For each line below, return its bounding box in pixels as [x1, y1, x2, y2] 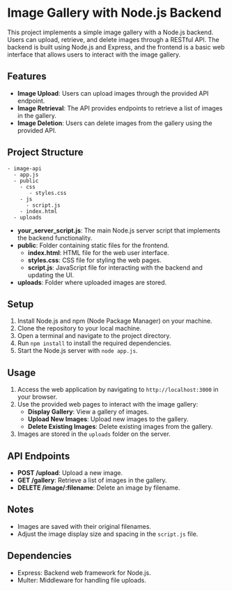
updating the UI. [27, 270, 75, 279]
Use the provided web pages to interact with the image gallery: [17, 400, 199, 409]
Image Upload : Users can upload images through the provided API [17, 89, 209, 97]
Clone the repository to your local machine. [17, 324, 141, 333]
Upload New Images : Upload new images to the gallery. [27, 415, 189, 423]
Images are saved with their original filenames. [17, 522, 152, 530]
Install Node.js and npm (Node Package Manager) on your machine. [17, 316, 212, 326]
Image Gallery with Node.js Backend [7, 5, 222, 21]
